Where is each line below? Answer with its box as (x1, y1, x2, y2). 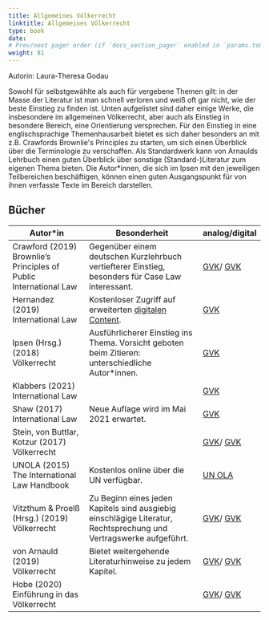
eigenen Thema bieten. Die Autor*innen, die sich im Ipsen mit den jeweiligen (8, 164, 260, 172)
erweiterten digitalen (89, 304, 167, 315)
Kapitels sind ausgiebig (89, 502, 176, 513)
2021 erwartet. (89, 413, 147, 424)
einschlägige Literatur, (89, 513, 174, 524)
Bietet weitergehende (89, 545, 170, 557)
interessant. (89, 281, 134, 292)
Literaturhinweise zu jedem (89, 555, 191, 566)
